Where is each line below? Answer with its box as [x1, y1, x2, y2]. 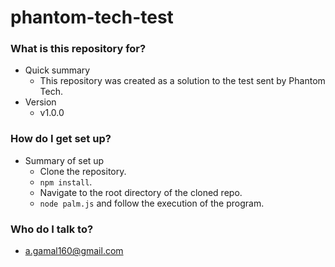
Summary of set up [24, 154, 105, 166]
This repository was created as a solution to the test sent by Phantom [39, 75, 326, 87]
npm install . [39, 176, 93, 188]
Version [24, 96, 57, 108]
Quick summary [24, 64, 91, 76]
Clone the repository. [39, 165, 127, 177]
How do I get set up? [10, 132, 112, 146]
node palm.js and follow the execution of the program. [39, 197, 265, 209]
